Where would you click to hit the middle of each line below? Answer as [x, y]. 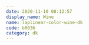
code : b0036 [21, 28]
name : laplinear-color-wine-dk [44, 22]
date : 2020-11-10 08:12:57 [39, 11]
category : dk [22, 33]
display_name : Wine [30, 17]
